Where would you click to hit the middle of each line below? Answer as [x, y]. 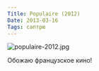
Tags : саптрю [27, 27]
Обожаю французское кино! [50, 60]
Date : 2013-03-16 [33, 20]
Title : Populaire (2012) [44, 14]
